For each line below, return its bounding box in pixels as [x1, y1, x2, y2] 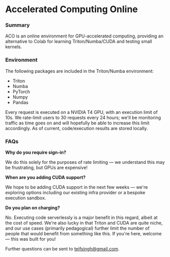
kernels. [5, 44, 22, 50]
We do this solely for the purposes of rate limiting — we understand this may [5, 159, 165, 165]
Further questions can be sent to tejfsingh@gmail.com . [5, 246, 120, 252]
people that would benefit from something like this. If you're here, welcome [5, 231, 162, 237]
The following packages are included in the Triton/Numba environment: [5, 68, 154, 74]
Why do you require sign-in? [5, 149, 67, 155]
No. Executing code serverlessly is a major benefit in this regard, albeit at [5, 215, 158, 221]
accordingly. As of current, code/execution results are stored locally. [5, 125, 148, 131]
